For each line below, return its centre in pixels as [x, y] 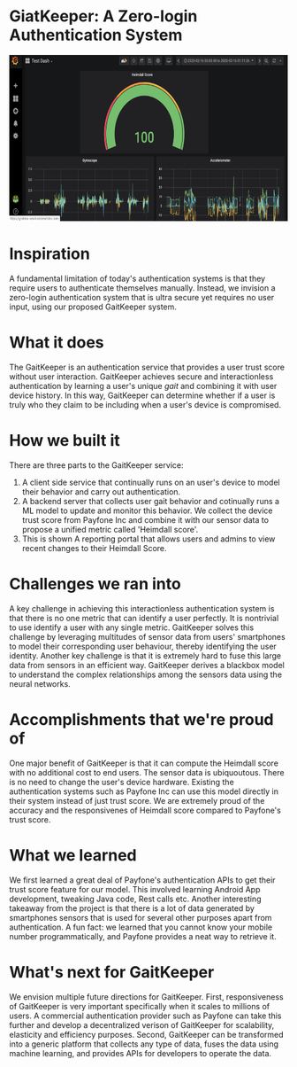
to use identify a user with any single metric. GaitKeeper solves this [132, 627]
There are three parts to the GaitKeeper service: [96, 465]
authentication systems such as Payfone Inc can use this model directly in [144, 791]
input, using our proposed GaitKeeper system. [93, 307]
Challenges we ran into [95, 584]
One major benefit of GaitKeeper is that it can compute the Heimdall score [144, 763]
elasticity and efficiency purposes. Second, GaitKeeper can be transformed [147, 1034]
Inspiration [49, 254]
